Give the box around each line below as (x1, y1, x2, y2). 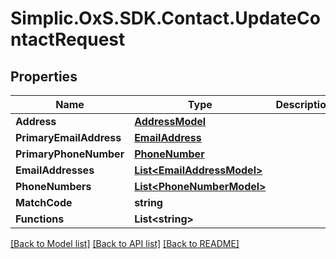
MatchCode (15, 196, 73, 209)
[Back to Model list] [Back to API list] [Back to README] (10, 238, 240, 249)
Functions (15, 212, 65, 226)
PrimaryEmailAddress (15, 131, 122, 144)
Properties (10, 68, 78, 85)
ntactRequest (10, 28, 126, 51)
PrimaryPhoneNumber (15, 147, 125, 161)
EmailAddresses (15, 163, 95, 177)
